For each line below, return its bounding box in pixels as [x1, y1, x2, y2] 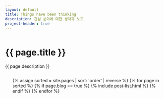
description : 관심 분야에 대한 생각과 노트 [5, 16, 84, 21]
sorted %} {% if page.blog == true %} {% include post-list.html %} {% [12, 83, 156, 89]
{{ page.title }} [5, 47, 66, 58]
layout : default [5, 7, 39, 12]
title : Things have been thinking [5, 12, 77, 17]
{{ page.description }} [5, 63, 50, 69]
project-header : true [5, 21, 50, 26]
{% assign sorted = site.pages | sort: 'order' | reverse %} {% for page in [12, 78, 160, 84]
